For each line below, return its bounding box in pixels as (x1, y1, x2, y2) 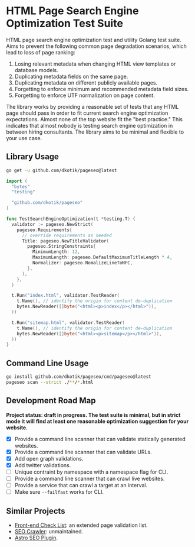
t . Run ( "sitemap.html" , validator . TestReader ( (11, 319, 125, 326)
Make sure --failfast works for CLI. (14, 488, 104, 496)
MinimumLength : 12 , (32, 249, 81, 255)
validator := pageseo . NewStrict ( (11, 221, 94, 227)
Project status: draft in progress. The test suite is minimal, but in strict (6, 411, 181, 418)
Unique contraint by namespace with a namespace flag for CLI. (14, 468, 168, 475)
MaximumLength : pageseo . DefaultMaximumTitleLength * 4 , (32, 254, 173, 261)
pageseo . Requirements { (16, 226, 72, 233)
